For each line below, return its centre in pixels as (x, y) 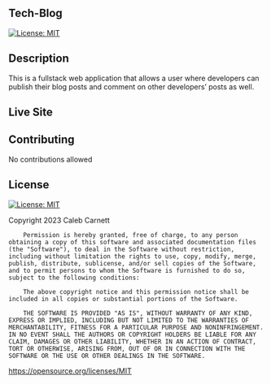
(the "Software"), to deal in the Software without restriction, (121, 249)
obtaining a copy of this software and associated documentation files (132, 242)
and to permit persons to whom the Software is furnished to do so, (127, 270)
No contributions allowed (50, 159)
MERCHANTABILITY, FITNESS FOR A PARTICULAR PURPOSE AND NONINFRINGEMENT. (136, 327)
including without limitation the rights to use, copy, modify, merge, (132, 256)
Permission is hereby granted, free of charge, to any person (131, 235)
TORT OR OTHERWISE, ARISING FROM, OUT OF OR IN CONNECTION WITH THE (127, 348)
